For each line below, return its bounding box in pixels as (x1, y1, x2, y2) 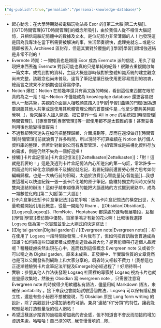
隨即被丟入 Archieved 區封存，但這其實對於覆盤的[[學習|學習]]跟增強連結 (11, 45, 157, 51)
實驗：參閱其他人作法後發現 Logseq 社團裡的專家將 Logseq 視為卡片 (11, 269, 148, 275)
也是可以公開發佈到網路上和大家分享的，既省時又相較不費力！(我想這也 (11, 257, 153, 263)
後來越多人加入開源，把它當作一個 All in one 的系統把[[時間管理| (29, 112, 157, 118)
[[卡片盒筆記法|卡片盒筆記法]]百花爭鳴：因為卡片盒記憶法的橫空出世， (11, 197, 151, 203)
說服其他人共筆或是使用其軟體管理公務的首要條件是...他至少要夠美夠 (15, 106, 151, 111)
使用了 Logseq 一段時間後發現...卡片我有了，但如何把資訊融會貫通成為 (15, 233, 156, 239)
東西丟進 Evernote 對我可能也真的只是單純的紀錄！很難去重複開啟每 (20, 63, 155, 69)
